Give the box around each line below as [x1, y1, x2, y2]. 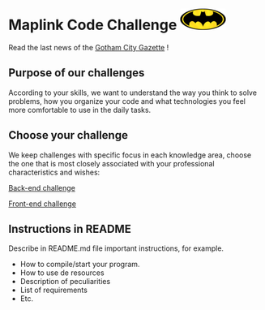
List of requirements [19, 285, 88, 295]
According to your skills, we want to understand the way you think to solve [8, 88, 258, 97]
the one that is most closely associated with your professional [8, 158, 215, 168]
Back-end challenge [8, 183, 75, 192]
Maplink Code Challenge [8, 16, 177, 34]
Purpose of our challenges [8, 66, 145, 80]
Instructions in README [8, 222, 131, 235]
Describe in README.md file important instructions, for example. [8, 243, 224, 253]
